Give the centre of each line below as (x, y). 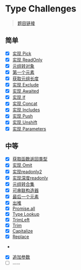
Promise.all (24, 208)
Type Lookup (26, 214)
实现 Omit (22, 165)
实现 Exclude (25, 85)
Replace (21, 237)
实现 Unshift (25, 122)
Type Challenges (41, 9)
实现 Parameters (29, 128)
